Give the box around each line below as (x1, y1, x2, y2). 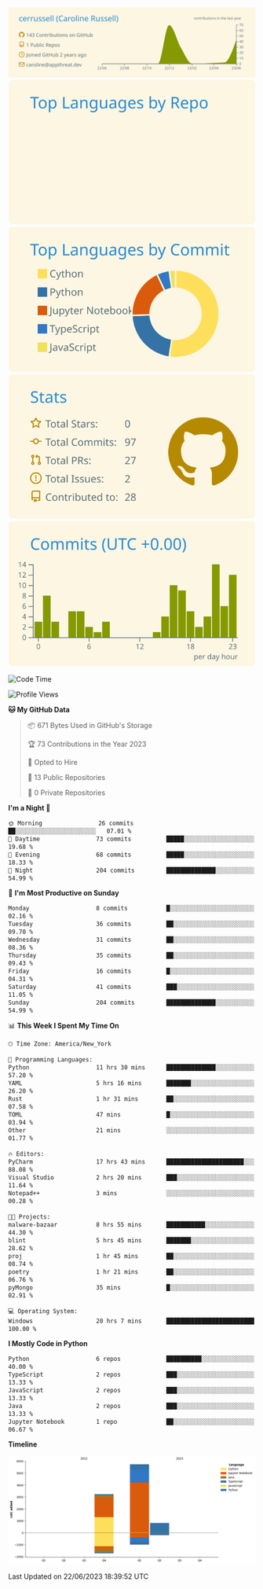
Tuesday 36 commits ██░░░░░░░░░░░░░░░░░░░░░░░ (8, 920, 255, 928)
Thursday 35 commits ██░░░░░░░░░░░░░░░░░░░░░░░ (8, 951, 255, 959)
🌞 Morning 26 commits (8, 819, 134, 827)
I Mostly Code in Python (8, 1338, 88, 1348)
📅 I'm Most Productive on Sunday (8, 888, 119, 897)
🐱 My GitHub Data (8, 704, 71, 714)
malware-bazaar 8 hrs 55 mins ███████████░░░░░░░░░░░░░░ (8, 1220, 255, 1229)
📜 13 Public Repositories (27, 772, 106, 782)
